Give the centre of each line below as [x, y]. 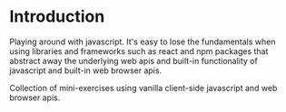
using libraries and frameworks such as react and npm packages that [139, 51]
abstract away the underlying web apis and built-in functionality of [134, 61]
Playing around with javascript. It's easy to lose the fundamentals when [143, 42]
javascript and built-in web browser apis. [85, 70]
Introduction [57, 17]
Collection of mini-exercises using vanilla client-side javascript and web [143, 88]
